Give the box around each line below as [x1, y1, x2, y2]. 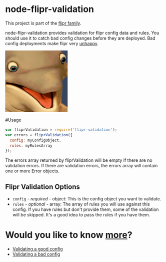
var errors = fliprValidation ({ [5, 132, 72, 137]
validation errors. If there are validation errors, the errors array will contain [5, 163, 158, 169]
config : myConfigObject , [9, 138, 61, 143]
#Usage [5, 117, 21, 123]
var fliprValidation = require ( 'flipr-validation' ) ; [5, 127, 117, 132]
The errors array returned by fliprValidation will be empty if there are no [5, 157, 152, 163]
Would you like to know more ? [5, 229, 132, 241]
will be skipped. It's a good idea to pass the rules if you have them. [12, 212, 150, 218]
